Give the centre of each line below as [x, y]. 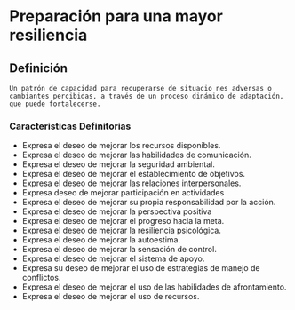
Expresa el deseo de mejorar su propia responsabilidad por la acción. [149, 203]
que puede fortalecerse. [55, 104]
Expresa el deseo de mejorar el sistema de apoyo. [113, 258]
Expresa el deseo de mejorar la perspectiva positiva [117, 211]
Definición [39, 68]
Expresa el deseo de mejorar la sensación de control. [120, 250]
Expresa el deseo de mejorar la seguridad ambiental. [118, 164]
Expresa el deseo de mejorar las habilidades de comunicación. [136, 155]
